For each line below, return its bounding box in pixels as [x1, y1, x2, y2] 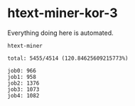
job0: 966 [7, 67, 37, 74]
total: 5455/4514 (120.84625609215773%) [7, 55, 129, 62]
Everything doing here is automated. [7, 28, 114, 37]
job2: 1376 [7, 80, 40, 87]
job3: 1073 [7, 85, 40, 93]
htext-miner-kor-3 [7, 5, 118, 21]
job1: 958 [7, 73, 37, 80]
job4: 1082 [7, 92, 40, 99]
